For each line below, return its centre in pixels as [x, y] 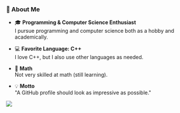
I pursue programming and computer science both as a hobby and [94, 31]
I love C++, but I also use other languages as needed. [79, 57]
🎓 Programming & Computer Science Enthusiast [75, 22]
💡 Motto [25, 86]
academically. [31, 37]
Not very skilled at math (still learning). [61, 75]
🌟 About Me [23, 9]
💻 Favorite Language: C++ [48, 49]
